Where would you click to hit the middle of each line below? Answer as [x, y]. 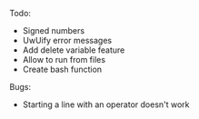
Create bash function [62, 69]
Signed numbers [53, 30]
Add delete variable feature [74, 50]
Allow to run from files [64, 59]
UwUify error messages [67, 40]
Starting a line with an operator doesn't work [106, 104]
